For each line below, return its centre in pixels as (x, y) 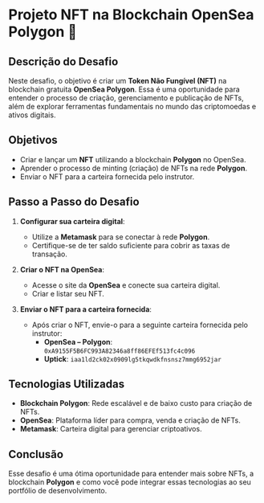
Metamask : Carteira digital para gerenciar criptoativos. (111, 429)
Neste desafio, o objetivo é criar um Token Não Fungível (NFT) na (118, 81)
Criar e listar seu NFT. (68, 293)
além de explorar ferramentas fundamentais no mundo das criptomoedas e (132, 106)
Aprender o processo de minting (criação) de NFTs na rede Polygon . (133, 168)
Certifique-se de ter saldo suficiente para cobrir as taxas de (131, 245)
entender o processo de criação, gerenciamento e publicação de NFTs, (126, 98)
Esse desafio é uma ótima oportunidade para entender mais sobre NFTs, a (131, 474)
